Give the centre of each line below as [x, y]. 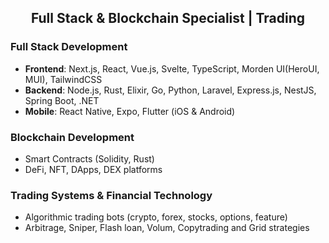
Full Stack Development [69, 47]
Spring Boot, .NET [62, 100]
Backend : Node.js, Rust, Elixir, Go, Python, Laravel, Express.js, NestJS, [170, 90]
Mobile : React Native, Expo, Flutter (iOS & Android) [130, 111]
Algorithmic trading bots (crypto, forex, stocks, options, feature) [156, 217]
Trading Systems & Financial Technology [111, 195]
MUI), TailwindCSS [63, 79]
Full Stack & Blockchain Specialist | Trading [168, 18]
